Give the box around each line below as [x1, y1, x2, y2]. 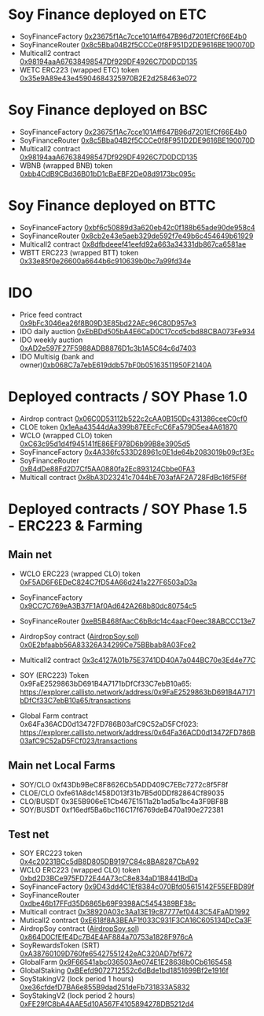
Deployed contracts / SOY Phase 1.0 [8, 388, 248, 405]
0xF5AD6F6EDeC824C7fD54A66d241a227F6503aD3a [19, 577, 198, 586]
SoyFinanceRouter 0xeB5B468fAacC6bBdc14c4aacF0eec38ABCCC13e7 [19, 616, 255, 626]
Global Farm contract [19, 711, 89, 720]
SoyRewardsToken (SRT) [19, 940, 101, 951]
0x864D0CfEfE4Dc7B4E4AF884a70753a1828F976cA [19, 932, 194, 942]
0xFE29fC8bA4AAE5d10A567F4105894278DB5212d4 [19, 999, 195, 1009]
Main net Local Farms [8, 759, 115, 772]
